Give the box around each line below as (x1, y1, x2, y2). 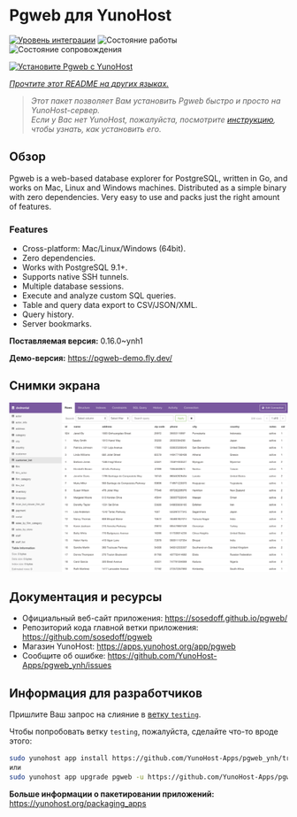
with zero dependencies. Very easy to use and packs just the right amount (9, 191, 280, 202)
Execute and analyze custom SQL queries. (21, 290, 177, 301)
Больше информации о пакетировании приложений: (9, 789, 215, 799)
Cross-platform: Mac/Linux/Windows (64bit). (21, 243, 187, 254)
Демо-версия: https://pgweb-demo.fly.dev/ (9, 353, 172, 364)
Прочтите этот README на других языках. (9, 78, 170, 89)
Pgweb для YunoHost (9, 5, 172, 26)
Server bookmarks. (21, 319, 93, 329)
